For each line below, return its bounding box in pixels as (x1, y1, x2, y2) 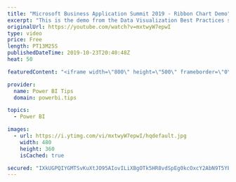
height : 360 (20, 145, 55, 153)
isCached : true (20, 152, 65, 159)
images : (7, 126, 30, 133)
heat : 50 (7, 56, 33, 63)
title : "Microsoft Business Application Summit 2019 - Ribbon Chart (7, 10, 212, 17)
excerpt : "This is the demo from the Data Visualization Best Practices (7, 17, 225, 24)
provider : (7, 81, 37, 88)
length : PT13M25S (7, 43, 58, 50)
